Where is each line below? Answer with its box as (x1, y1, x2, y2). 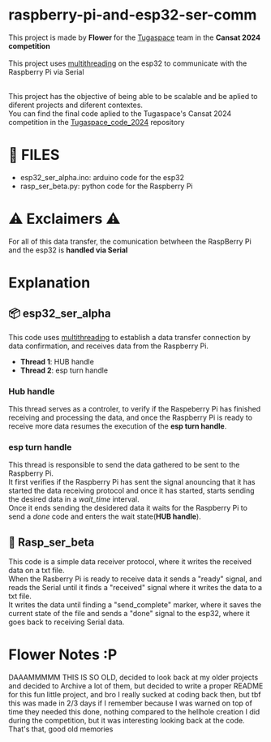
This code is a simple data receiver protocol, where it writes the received (8, 557, 252, 567)
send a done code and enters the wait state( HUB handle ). (8, 511, 201, 521)
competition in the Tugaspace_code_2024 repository (8, 117, 185, 127)
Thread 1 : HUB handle (19, 356, 95, 366)
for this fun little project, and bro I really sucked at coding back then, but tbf (8, 690, 261, 700)
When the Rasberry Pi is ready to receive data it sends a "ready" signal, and (8, 574, 262, 584)
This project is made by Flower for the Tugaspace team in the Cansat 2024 (8, 32, 261, 42)
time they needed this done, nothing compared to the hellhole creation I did (8, 707, 260, 717)
